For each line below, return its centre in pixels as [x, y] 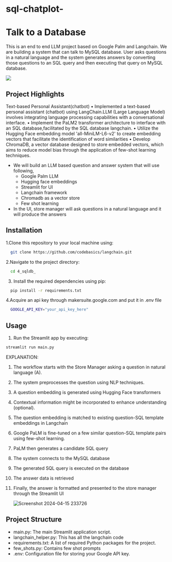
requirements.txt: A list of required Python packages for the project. [85, 543]
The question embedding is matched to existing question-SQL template [89, 418]
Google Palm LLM [39, 176]
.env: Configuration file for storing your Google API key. [71, 553]
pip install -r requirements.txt [46, 290]
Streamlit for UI [37, 187]
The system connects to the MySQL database [61, 458]
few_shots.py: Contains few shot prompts [57, 548]
